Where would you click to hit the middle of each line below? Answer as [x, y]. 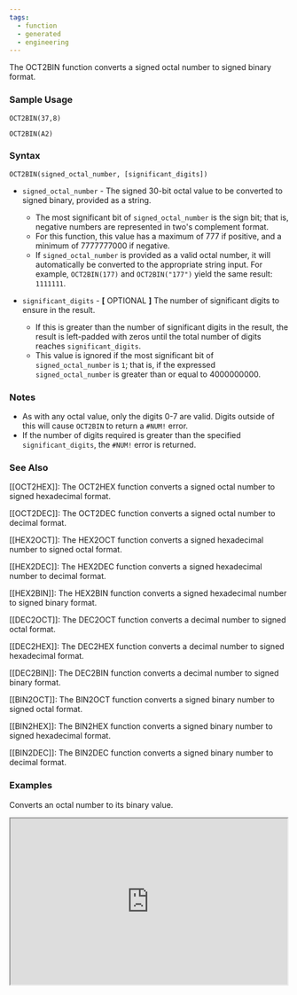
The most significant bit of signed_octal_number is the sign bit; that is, [162, 217]
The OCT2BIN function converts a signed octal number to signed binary [141, 67]
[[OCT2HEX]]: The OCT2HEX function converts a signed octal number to [142, 487]
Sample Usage [41, 100]
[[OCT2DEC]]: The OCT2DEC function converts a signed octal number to [142, 513]
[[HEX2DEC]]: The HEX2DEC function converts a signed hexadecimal [136, 567]
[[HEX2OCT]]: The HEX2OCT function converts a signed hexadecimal [137, 540]
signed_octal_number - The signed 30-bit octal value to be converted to [152, 191]
